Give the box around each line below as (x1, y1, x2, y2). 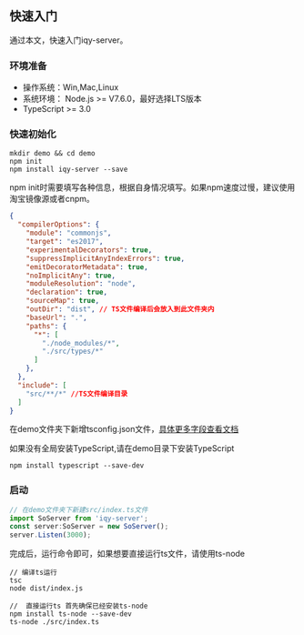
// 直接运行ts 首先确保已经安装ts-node (9, 601, 148, 611)
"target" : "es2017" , (25, 237, 104, 247)
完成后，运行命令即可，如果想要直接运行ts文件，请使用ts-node (9, 549, 246, 559)
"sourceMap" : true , (25, 297, 100, 306)
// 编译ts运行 (9, 568, 57, 578)
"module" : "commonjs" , (25, 228, 112, 238)
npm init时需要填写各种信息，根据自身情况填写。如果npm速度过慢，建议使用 (9, 182, 296, 193)
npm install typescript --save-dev (9, 461, 145, 470)
